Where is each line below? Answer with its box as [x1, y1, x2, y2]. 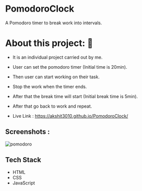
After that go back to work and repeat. [12, 103, 92, 109]
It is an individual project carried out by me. [12, 54, 103, 60]
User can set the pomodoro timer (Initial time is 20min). [12, 64, 127, 70]
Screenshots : [5, 127, 50, 136]
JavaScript [12, 180, 35, 186]
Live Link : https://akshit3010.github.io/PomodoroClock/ [12, 113, 128, 119]
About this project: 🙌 [5, 37, 93, 49]
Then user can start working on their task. [12, 74, 100, 80]
